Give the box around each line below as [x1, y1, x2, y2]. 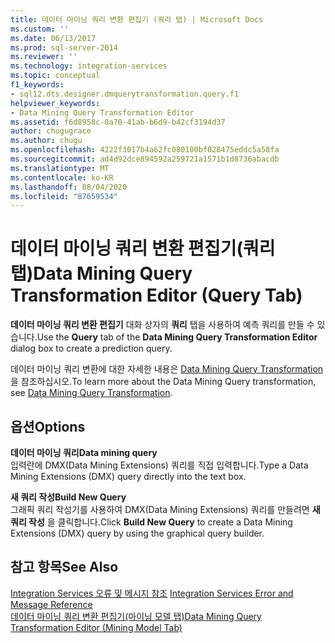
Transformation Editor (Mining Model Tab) [10, 621, 183, 633]
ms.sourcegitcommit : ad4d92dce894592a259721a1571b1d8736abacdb [10, 154, 280, 164]
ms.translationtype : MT [10, 163, 110, 173]
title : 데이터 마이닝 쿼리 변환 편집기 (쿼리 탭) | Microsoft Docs [10, 14, 264, 25]
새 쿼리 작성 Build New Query [10, 491, 127, 503]
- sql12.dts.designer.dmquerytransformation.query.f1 [10, 89, 240, 99]
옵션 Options [10, 418, 86, 435]
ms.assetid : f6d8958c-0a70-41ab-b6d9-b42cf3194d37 [10, 117, 226, 127]
